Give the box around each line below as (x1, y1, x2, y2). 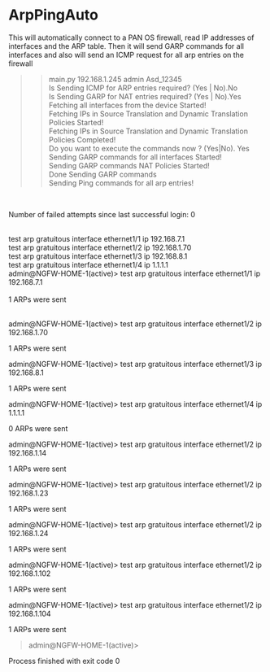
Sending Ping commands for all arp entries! (48, 177, 194, 188)
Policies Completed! (48, 134, 116, 144)
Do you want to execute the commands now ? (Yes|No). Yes (48, 143, 250, 153)
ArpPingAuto (8, 6, 99, 24)
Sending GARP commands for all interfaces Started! (48, 152, 222, 162)
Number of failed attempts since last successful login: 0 (8, 209, 196, 219)
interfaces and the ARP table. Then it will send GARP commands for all (8, 41, 244, 50)
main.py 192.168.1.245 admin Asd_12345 (48, 74, 183, 84)
